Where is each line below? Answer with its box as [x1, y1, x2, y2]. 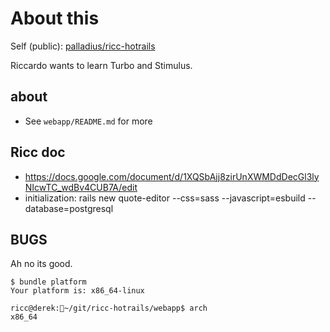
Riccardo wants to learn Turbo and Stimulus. [10, 59, 193, 71]
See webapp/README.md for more [24, 115, 153, 127]
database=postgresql [24, 202, 114, 214]
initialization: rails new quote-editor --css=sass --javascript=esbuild [24, 192, 306, 204]
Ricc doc [10, 144, 66, 161]
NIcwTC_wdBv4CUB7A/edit [24, 181, 138, 193]
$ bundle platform [10, 277, 87, 287]
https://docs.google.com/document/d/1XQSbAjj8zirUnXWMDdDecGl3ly [24, 170, 320, 182]
